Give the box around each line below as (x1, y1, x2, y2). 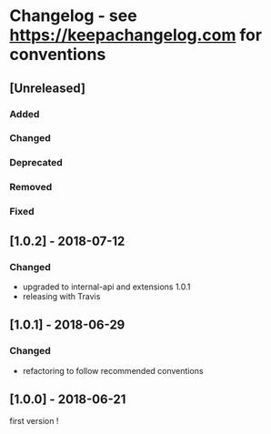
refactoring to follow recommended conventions (22, 365, 204, 376)
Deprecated (9, 156, 64, 169)
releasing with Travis (22, 290, 101, 301)
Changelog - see (9, 5, 138, 26)
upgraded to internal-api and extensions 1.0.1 (22, 281, 191, 292)
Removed (9, 181, 53, 194)
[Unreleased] (9, 80, 86, 96)
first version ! (9, 416, 59, 427)
